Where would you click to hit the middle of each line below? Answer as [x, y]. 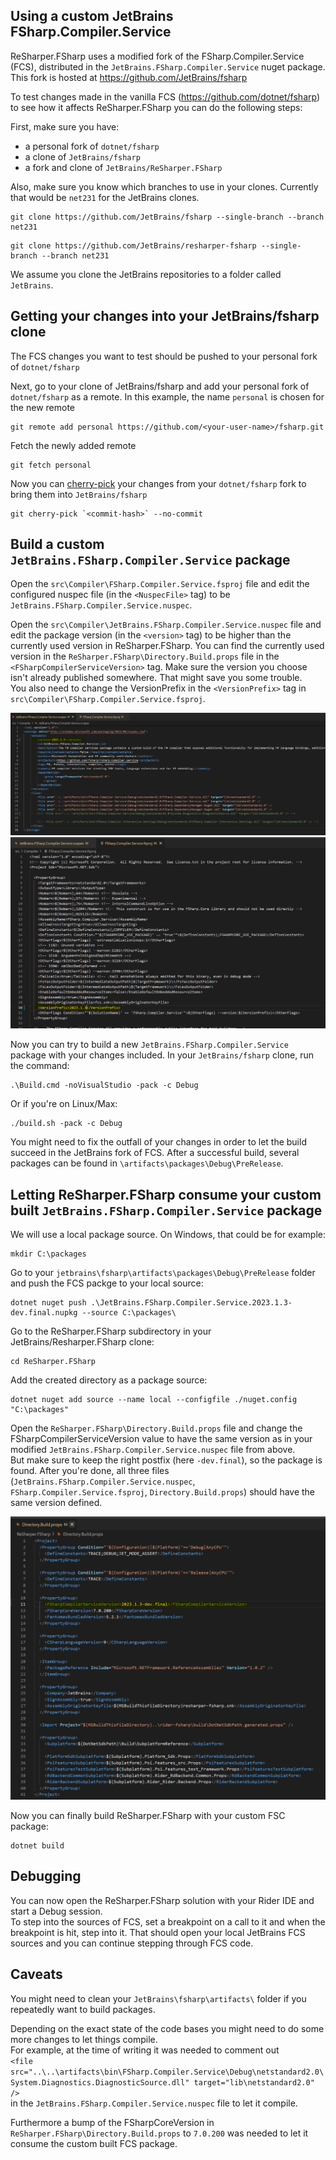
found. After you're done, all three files [90, 1471]
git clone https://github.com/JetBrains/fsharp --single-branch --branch [167, 217]
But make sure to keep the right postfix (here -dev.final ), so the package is [166, 1460]
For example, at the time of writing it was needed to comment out [145, 2050]
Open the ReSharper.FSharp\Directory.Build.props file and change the [156, 1428]
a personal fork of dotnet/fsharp [92, 146]
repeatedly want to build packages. [83, 2009]
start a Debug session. [56, 1911]
